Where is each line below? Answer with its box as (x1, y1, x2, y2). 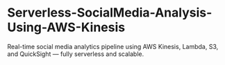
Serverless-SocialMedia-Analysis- (7, 5, 212, 21)
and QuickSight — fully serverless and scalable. (7, 50, 144, 58)
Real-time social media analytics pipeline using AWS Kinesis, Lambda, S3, (7, 42, 219, 50)
